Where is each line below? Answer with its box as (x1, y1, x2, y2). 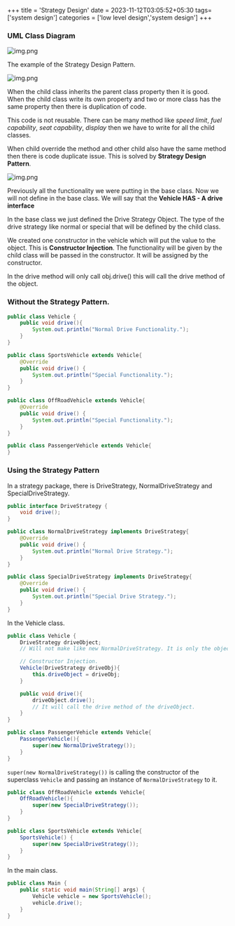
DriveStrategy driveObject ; (20, 638, 101, 646)
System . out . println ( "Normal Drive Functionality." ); (32, 326, 190, 333)
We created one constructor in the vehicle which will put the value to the (7, 236, 216, 245)
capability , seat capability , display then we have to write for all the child (7, 123, 215, 132)
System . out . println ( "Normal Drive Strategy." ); (32, 547, 173, 555)
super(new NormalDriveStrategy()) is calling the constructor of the (7, 767, 199, 776)
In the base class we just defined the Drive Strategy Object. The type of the (7, 215, 225, 224)
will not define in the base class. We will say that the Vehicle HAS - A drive (7, 194, 223, 203)
